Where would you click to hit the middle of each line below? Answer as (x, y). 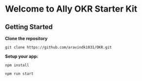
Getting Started (29, 27)
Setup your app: (22, 56)
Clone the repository (26, 38)
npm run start (19, 74)
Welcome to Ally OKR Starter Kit (71, 9)
